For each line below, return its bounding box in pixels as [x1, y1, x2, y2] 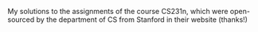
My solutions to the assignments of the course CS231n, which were [7, 7, 229, 16]
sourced [7, 15, 35, 24]
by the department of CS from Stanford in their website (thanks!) [36, 15, 248, 24]
